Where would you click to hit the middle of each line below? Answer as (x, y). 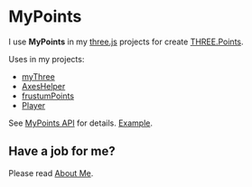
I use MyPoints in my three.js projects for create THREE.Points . (126, 42)
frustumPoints (47, 96)
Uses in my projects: (47, 59)
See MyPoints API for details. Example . (81, 123)
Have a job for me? (62, 151)
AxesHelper (43, 86)
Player (33, 105)
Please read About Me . (51, 173)
